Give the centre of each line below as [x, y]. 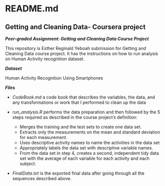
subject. [28, 163]
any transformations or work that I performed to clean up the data [79, 102]
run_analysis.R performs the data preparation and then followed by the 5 [86, 112]
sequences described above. [42, 178]
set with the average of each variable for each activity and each [84, 158]
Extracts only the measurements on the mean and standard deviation [90, 132]
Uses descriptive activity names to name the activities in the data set [90, 142]
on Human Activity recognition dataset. [45, 59]
